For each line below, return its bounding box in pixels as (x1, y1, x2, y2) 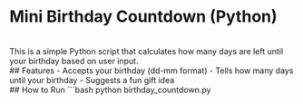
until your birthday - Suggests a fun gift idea (9, 74, 175, 85)
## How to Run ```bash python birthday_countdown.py (9, 84, 211, 95)
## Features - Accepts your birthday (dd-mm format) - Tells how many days (9, 65, 294, 76)
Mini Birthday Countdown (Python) (9, 6, 279, 27)
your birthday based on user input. (9, 55, 139, 66)
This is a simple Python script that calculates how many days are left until (9, 45, 284, 56)
